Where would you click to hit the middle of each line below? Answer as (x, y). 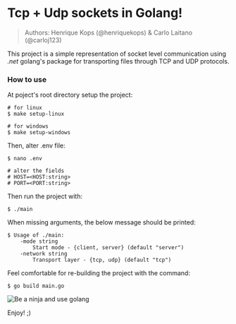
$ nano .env (25, 159)
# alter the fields (36, 171)
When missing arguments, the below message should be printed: (101, 222)
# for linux (25, 108)
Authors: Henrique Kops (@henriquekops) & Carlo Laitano (108, 32)
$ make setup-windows (39, 133)
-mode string (39, 241)
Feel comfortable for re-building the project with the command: (99, 273)
